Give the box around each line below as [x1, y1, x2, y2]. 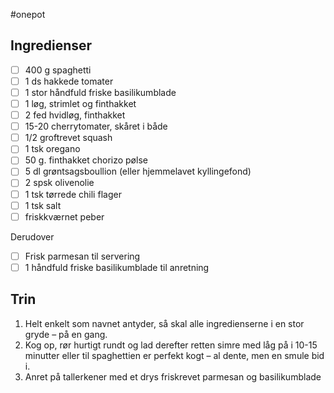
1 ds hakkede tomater [24, 75, 114, 87]
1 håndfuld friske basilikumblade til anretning [24, 261, 210, 273]
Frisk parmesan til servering [24, 250, 141, 262]
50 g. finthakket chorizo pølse [24, 154, 148, 166]
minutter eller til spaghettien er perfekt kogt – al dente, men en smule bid [24, 349, 325, 361]
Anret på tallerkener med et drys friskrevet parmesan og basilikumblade [24, 370, 322, 383]
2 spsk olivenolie [24, 177, 95, 189]
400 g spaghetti [24, 64, 92, 76]
